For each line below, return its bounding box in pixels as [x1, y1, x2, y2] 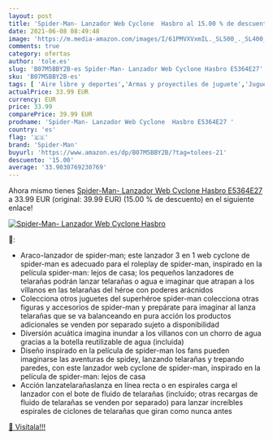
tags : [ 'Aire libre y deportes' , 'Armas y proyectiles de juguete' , [8, 80, 245, 88]
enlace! [8, 203, 33, 213]
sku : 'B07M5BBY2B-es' [8, 73, 82, 81]
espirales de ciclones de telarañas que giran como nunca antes [19, 407, 233, 416]
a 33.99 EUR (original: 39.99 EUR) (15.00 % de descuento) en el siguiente [8, 195, 254, 205]
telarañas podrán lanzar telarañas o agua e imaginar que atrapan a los [19, 276, 254, 286]
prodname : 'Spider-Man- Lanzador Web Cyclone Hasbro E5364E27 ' [8, 118, 234, 126]
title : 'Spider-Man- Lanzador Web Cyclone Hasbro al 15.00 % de [8, 20, 234, 28]
